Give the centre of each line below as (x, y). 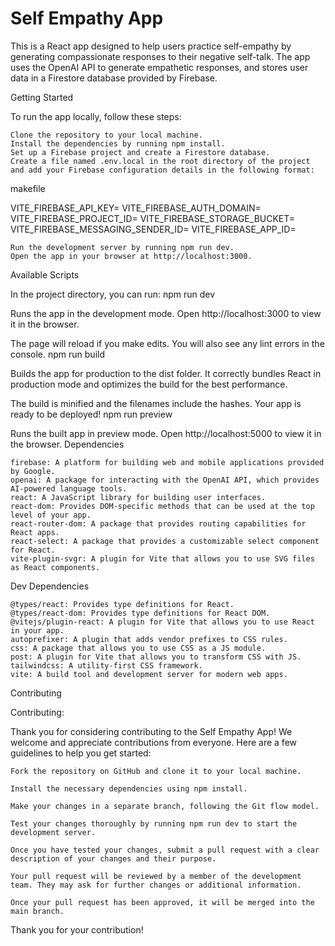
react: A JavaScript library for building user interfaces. (138, 497)
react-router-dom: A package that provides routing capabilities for (158, 523)
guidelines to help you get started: (81, 753)
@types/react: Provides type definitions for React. (122, 604)
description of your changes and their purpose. (113, 858)
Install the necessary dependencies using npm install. (129, 788)
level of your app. (51, 515)
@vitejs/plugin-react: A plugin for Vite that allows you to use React (162, 622)
